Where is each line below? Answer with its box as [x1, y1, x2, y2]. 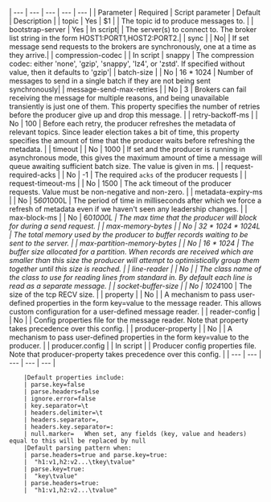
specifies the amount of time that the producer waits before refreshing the [9, 136, 256, 145]
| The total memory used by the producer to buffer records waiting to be [9, 230, 248, 239]
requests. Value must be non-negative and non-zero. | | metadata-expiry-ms [9, 187, 263, 196]
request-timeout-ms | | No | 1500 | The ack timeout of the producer [9, 179, 232, 188]
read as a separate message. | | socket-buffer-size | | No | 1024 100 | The [9, 282, 253, 290]
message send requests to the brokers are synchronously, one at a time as [9, 42, 257, 51]
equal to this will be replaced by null [9, 437, 147, 445]
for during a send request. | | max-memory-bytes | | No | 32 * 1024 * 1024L [9, 221, 261, 231]
